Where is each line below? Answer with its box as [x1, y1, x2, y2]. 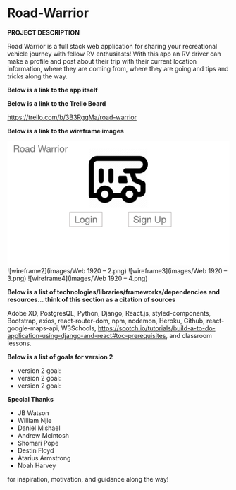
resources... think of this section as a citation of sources [7, 295, 176, 304]
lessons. [7, 339, 32, 347]
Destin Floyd [17, 446, 54, 455]
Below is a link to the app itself [7, 85, 99, 94]
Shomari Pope [17, 439, 59, 448]
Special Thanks [7, 395, 54, 404]
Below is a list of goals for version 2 [7, 353, 113, 361]
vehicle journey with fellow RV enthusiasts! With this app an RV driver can [7, 49, 221, 58]
